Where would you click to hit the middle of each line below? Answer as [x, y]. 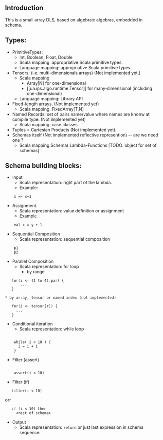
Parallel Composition [33, 261]
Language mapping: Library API [51, 98]
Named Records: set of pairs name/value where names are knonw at [81, 114]
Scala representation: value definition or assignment [72, 211]
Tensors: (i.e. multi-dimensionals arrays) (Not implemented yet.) [76, 73]
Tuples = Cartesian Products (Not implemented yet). [64, 130]
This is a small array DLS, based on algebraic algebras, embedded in [74, 19]
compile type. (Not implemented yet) [49, 119]
